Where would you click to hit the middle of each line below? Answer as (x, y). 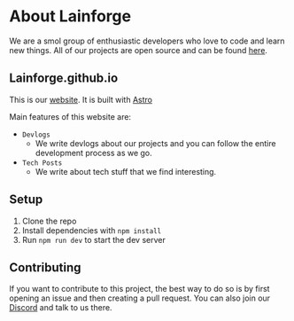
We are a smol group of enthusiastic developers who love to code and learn (147, 41)
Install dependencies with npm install (92, 230)
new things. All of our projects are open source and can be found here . (139, 50)
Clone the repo (49, 221)
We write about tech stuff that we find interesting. (126, 171)
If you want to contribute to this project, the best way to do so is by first (139, 289)
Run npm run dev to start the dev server (93, 239)
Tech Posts (42, 163)
